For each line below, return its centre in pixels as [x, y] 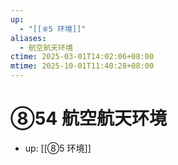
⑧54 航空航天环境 [88, 118]
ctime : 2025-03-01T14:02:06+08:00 [82, 57]
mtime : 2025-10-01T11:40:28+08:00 [82, 66]
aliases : [28, 38]
